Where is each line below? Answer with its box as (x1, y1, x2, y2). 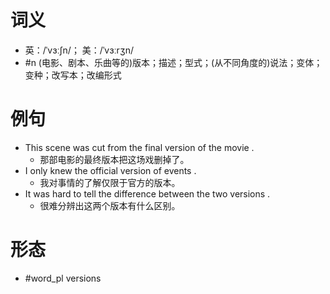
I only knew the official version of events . (24, 164, 197, 176)
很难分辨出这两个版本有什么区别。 (39, 199, 181, 211)
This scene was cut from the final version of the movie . (24, 141, 255, 153)
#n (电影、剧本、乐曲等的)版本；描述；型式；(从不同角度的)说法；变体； (24, 56, 323, 68)
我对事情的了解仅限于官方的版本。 (39, 176, 181, 188)
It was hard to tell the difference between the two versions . (24, 187, 271, 200)
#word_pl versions (24, 272, 102, 284)
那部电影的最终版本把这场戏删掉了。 (39, 153, 190, 165)
